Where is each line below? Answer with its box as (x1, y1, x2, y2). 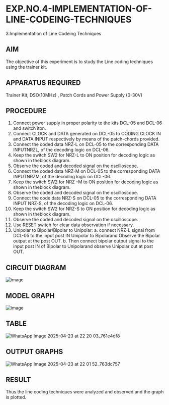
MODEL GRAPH (6, 291, 55, 300)
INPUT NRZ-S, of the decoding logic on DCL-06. (13, 200, 113, 207)
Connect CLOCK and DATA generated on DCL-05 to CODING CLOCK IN (13, 131, 161, 137)
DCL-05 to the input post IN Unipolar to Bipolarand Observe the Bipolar (13, 233, 160, 239)
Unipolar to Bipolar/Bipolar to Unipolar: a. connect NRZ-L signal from (13, 227, 155, 233)
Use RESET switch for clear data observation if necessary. (13, 222, 134, 228)
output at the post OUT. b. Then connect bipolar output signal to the (13, 238, 154, 244)
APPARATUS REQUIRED (6, 79, 81, 87)
